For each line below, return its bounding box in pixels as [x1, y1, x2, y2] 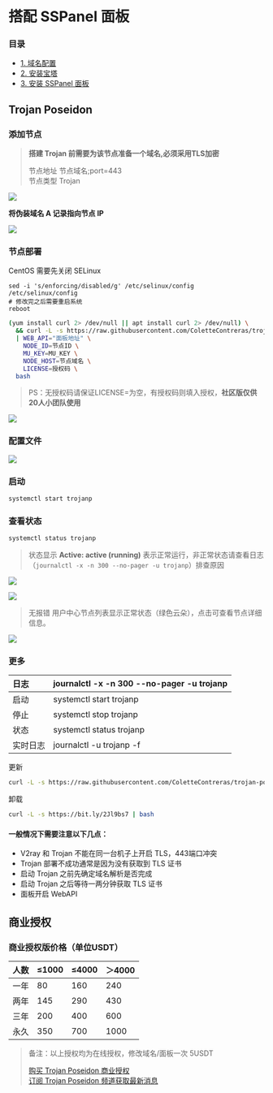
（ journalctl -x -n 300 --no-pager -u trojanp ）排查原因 [28, 560, 225, 570]
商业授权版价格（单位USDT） [8, 941, 123, 953]
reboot [8, 305, 31, 313]
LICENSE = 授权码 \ [23, 365, 78, 373]
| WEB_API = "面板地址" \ [15, 335, 92, 343]
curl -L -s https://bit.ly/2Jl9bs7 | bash [8, 810, 154, 819]
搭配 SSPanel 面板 [8, 7, 130, 26]
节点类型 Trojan [28, 176, 80, 186]
